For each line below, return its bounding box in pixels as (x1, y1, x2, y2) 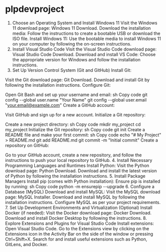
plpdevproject (5, 3, 64, 15)
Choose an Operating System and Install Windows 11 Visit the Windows (12, 20, 158, 26)
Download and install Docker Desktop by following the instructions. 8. (5, 215, 147, 221)
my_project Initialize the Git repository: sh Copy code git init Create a (5, 126, 145, 132)
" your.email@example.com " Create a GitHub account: (5, 102, 115, 108)
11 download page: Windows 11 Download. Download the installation (12, 25, 151, 31)
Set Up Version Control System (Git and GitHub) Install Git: (12, 67, 132, 73)
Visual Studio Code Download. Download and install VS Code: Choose (12, 51, 156, 57)
